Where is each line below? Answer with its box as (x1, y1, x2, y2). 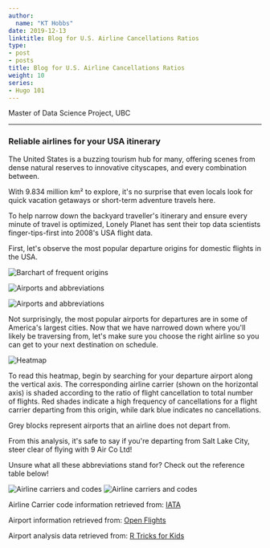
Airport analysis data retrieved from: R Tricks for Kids (8, 530, 185, 540)
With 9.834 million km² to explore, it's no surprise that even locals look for (8, 186, 253, 197)
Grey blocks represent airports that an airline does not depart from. (8, 420, 231, 430)
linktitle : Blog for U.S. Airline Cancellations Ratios (8, 34, 199, 43)
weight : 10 (8, 71, 45, 79)
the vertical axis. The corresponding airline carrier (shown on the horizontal (8, 379, 259, 389)
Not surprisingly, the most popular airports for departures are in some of (8, 314, 247, 323)
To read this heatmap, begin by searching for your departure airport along (8, 371, 253, 380)
